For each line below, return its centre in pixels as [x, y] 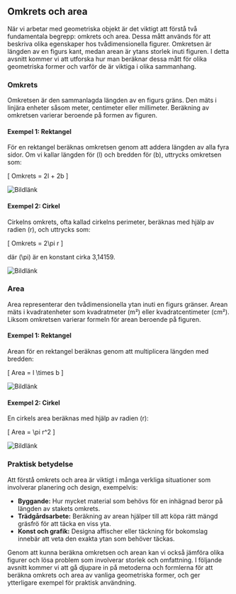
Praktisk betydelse [40, 464]
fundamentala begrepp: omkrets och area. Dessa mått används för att [109, 36]
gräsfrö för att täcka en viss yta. [64, 523]
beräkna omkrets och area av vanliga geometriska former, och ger [104, 575]
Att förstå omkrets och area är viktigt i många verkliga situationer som [109, 480]
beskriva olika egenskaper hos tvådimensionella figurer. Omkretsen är [109, 44]
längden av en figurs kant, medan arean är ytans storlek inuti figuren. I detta [118, 51]
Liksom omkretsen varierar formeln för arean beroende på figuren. [104, 319]
